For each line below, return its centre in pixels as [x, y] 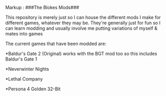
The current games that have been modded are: [56, 44]
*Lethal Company [24, 79]
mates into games [24, 34]
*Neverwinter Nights [27, 69]
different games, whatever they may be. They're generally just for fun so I [83, 23]
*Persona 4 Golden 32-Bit [33, 89]
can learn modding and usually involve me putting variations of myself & [81, 28]
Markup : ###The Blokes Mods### [42, 7]
